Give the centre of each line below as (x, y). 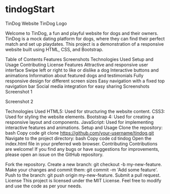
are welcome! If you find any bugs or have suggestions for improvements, (82, 149)
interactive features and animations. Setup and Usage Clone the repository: (84, 127)
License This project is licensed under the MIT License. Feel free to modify (83, 180)
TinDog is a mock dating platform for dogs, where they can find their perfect (85, 39)
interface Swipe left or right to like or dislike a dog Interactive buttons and (82, 70)
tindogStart (30, 9)
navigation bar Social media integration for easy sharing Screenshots (77, 86)
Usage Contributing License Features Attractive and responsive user (77, 64)
